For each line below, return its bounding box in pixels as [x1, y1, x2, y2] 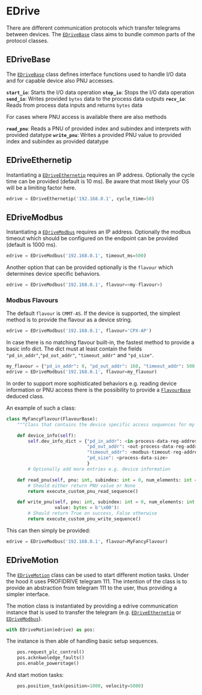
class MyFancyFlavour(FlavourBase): [6, 416, 98, 422]
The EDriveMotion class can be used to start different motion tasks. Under [6, 571, 189, 579]
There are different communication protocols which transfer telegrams [6, 24, 180, 31]
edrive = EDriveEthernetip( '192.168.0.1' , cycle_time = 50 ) [6, 195, 155, 202]
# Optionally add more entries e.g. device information [28, 466, 171, 472]
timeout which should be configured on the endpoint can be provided [6, 235, 179, 242]
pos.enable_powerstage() [17, 661, 79, 667]
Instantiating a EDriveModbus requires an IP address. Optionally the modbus [6, 228, 191, 236]
